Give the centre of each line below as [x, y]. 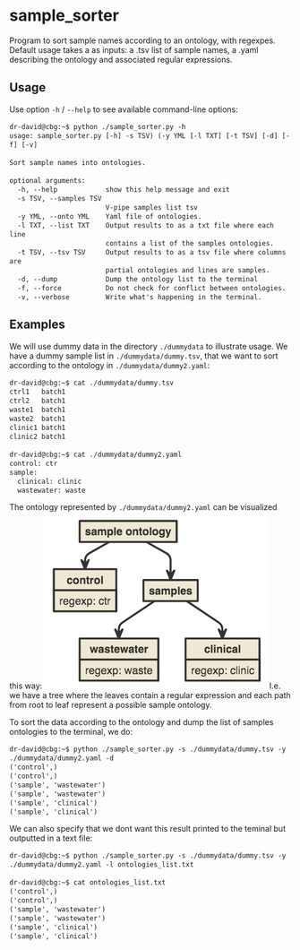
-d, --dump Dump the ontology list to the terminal [137, 279]
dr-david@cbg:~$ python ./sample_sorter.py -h [98, 126]
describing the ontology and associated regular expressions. [121, 59]
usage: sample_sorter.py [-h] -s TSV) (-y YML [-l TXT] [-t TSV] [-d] [144, 135]
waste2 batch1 [38, 419]
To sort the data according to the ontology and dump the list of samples [141, 721]
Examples [37, 325]
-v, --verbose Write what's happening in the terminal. [140, 297]
